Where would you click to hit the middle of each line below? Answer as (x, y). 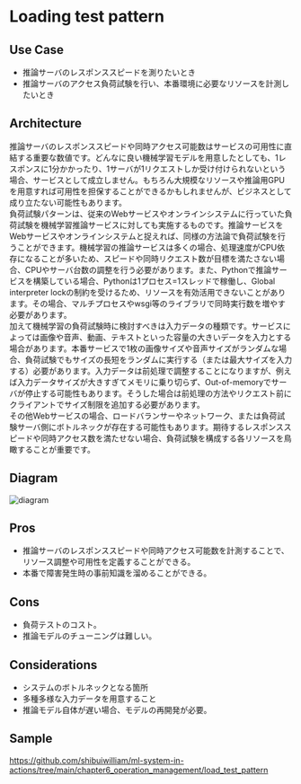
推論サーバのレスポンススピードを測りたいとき (109, 72)
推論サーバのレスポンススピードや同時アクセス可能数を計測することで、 (155, 551)
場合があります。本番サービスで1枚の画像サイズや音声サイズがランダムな (144, 348)
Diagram (34, 478)
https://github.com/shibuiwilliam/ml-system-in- (97, 760)
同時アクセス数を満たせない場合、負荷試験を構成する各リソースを (162, 438)
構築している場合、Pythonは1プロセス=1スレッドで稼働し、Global (154, 281)
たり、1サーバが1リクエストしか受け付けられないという (185, 169)
